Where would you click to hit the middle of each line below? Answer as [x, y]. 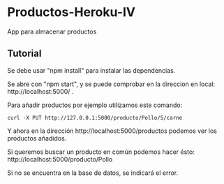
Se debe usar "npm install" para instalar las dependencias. [91, 70]
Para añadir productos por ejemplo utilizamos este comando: [95, 105]
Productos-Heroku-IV [72, 12]
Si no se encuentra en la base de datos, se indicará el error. [93, 173]
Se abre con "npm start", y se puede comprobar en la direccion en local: [111, 84]
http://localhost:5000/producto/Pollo [60, 159]
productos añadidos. [37, 138]
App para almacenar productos [52, 31]
